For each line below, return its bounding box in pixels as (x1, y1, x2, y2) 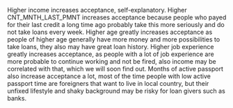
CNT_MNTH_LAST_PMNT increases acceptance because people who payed (7, 13, 227, 21)
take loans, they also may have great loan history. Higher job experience (7, 43, 214, 51)
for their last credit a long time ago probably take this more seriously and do (7, 21, 225, 28)
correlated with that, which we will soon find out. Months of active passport (7, 65, 224, 73)
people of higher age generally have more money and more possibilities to (7, 35, 220, 44)
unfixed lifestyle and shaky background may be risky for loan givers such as (7, 87, 226, 95)
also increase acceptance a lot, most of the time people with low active (7, 72, 211, 80)
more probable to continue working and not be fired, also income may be (7, 57, 217, 65)
